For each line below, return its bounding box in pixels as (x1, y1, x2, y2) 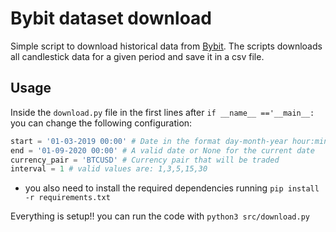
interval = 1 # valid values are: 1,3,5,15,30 (10, 164, 208, 174)
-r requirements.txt (24, 193, 111, 203)
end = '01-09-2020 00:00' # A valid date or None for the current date (10, 145, 315, 156)
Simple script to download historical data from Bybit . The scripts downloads (10, 40, 323, 52)
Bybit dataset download (10, 7, 212, 30)
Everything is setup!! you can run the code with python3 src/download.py (10, 210, 310, 222)
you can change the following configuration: (10, 117, 193, 129)
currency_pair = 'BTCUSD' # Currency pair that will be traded (10, 155, 280, 165)
